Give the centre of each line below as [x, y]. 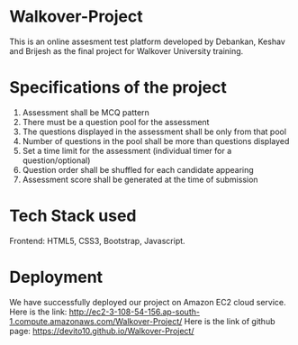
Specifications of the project [118, 88]
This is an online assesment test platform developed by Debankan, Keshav [147, 41]
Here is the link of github [230, 321]
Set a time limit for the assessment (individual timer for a [127, 150]
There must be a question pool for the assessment [116, 122]
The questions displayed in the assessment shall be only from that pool [154, 132]
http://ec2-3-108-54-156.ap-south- [135, 312]
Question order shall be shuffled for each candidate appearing [138, 169]
